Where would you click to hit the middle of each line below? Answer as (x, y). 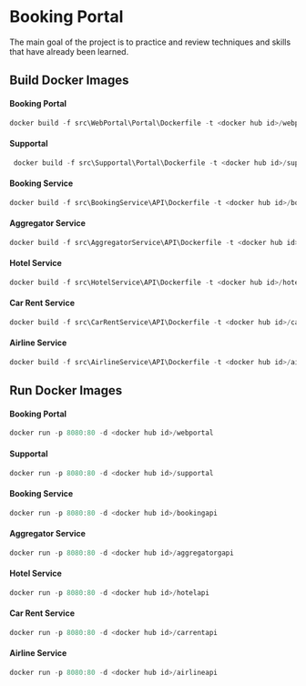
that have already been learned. (69, 51)
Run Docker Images (66, 390)
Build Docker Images (69, 81)
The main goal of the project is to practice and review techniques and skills (150, 42)
